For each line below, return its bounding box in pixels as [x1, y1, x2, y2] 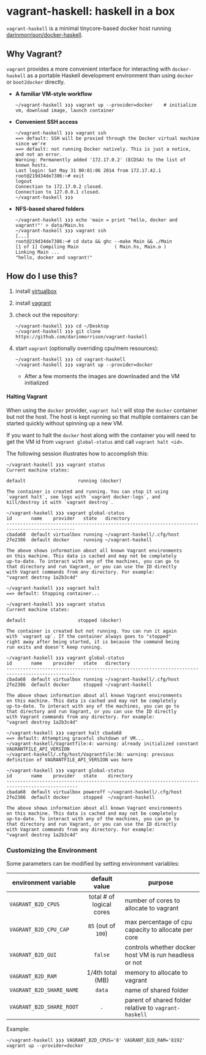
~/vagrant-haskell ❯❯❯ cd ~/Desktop [15, 323, 109, 329]
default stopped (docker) [6, 617, 122, 623]
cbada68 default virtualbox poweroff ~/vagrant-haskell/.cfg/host [6, 789, 183, 795]
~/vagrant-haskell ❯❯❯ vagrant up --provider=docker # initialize [15, 102, 197, 108]
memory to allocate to [124, 969, 188, 977]
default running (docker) [6, 478, 122, 484]
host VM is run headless [124, 951, 194, 959]
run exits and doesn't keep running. [6, 644, 103, 650]
